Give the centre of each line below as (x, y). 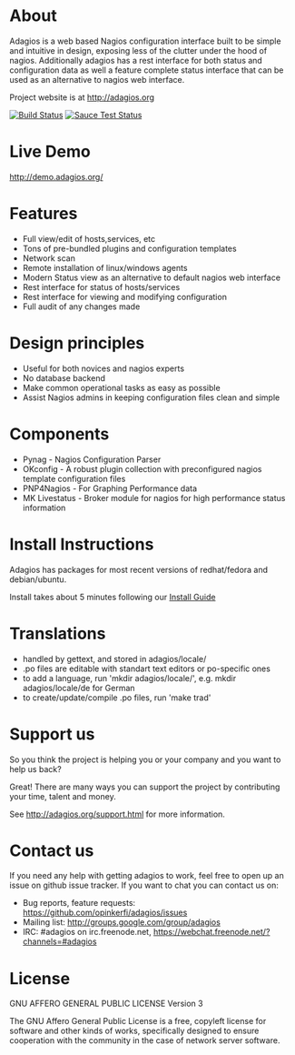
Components (59, 434)
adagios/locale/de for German (79, 688)
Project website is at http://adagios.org (82, 97)
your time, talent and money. (63, 796)
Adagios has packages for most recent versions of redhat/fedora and (139, 569)
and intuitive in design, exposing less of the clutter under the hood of (138, 50)
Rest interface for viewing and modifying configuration (124, 296)
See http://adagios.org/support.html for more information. (117, 814)
